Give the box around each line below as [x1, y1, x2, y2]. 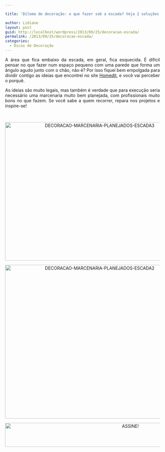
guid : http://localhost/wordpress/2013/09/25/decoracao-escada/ [5, 30, 139, 34]
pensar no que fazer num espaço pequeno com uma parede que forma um [5, 62, 160, 68]
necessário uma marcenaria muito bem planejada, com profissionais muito [5, 92, 160, 98]
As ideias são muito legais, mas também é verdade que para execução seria [5, 87, 160, 93]
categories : [5, 39, 29, 44]
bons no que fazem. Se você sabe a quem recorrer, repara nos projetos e [5, 97, 160, 103]
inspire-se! [5, 103, 27, 109]
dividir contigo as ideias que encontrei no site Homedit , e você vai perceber [5, 72, 160, 78]
